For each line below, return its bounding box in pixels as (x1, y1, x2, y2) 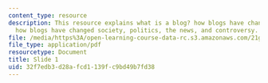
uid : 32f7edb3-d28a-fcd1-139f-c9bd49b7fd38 (8, 63, 156, 71)
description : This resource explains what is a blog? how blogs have (8, 19, 245, 27)
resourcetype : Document (8, 48, 88, 56)
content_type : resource (8, 11, 88, 20)
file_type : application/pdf (8, 41, 102, 49)
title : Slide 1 (8, 56, 59, 64)
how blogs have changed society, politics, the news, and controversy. (15, 26, 259, 34)
